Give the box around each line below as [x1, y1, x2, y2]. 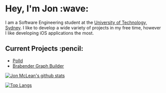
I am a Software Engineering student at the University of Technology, [5, 19, 147, 25]
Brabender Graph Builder [12, 63, 64, 69]
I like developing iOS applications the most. [5, 30, 94, 36]
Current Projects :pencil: [5, 44, 83, 53]
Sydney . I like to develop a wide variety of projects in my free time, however [5, 24, 161, 30]
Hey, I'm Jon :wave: [5, 3, 89, 14]
